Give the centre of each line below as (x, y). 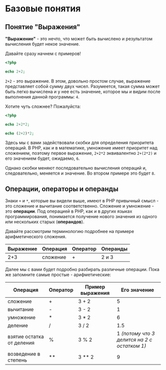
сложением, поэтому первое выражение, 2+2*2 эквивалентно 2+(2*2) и (81, 153)
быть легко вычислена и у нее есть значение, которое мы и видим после (83, 92)
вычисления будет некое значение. (42, 44)
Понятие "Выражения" (43, 27)
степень (17, 360)
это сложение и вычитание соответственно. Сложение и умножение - (80, 206)
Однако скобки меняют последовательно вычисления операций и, (76, 168)
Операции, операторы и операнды (62, 189)
